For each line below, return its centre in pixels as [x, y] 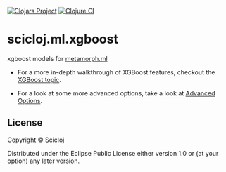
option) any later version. [43, 161]
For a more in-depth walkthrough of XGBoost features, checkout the [116, 72]
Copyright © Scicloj [36, 140]
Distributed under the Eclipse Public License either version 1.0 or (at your [113, 153]
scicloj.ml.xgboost [63, 39]
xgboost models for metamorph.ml [57, 58]
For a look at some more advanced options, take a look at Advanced [117, 93]
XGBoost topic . [39, 79]
